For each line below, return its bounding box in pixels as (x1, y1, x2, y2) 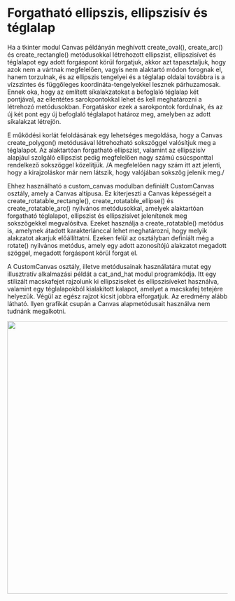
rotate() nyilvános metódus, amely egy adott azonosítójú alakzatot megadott (7, 241, 227, 249)
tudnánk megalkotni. (7, 307, 66, 315)
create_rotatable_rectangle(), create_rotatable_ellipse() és (7, 196, 174, 205)
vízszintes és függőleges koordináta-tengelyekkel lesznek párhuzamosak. (7, 80, 222, 88)
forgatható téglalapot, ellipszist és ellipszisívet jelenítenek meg (7, 212, 187, 220)
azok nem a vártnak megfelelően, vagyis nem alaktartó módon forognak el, (7, 65, 223, 74)
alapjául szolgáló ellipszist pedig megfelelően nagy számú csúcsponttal (7, 153, 213, 162)
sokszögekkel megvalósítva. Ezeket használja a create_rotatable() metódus (7, 219, 224, 227)
